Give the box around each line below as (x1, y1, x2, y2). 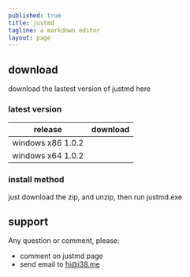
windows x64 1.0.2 (12, 150, 84, 161)
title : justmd (8, 19, 55, 27)
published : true (8, 11, 61, 20)
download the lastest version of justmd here (8, 84, 151, 93)
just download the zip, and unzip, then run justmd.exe (8, 192, 183, 202)
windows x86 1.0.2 (12, 138, 84, 149)
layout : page (8, 33, 51, 42)
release (33, 124, 63, 135)
